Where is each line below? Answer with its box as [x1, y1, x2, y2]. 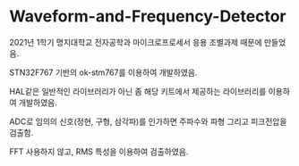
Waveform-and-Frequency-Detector [9, 6, 286, 27]
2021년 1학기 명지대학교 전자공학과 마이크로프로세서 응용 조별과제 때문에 [9, 37, 262, 47]
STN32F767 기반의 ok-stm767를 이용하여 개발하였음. [9, 67, 198, 78]
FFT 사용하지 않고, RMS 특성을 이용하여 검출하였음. [9, 145, 189, 157]
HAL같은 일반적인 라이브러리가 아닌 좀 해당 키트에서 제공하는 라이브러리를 [9, 86, 267, 96]
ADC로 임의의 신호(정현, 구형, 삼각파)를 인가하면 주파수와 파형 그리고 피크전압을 [9, 116, 287, 127]
